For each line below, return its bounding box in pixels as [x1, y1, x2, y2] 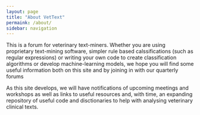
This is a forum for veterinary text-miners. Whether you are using [6, 41, 165, 49]
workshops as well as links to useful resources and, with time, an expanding [6, 91, 193, 98]
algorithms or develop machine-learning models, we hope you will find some [6, 60, 194, 68]
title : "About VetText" [6, 14, 65, 20]
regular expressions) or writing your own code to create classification [6, 54, 177, 61]
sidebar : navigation [6, 25, 58, 31]
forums [6, 73, 24, 80]
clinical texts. [6, 103, 39, 110]
